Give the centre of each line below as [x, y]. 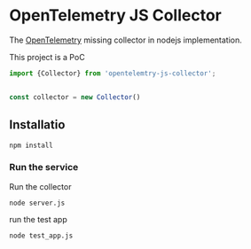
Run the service [44, 167]
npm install [31, 145]
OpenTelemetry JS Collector [115, 16]
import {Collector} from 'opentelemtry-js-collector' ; [113, 73]
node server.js [37, 203]
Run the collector [40, 186]
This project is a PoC [47, 57]
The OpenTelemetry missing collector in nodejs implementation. [125, 40]
